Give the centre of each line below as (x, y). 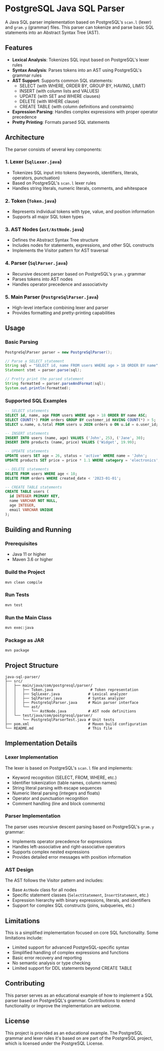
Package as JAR (25, 640)
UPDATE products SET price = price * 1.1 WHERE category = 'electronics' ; (83, 461)
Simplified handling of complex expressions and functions (70, 952)
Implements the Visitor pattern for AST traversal (60, 251)
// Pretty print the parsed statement (44, 379)
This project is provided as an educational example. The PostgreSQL (74, 1033)
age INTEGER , (23, 505)
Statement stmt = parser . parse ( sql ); (43, 370)
